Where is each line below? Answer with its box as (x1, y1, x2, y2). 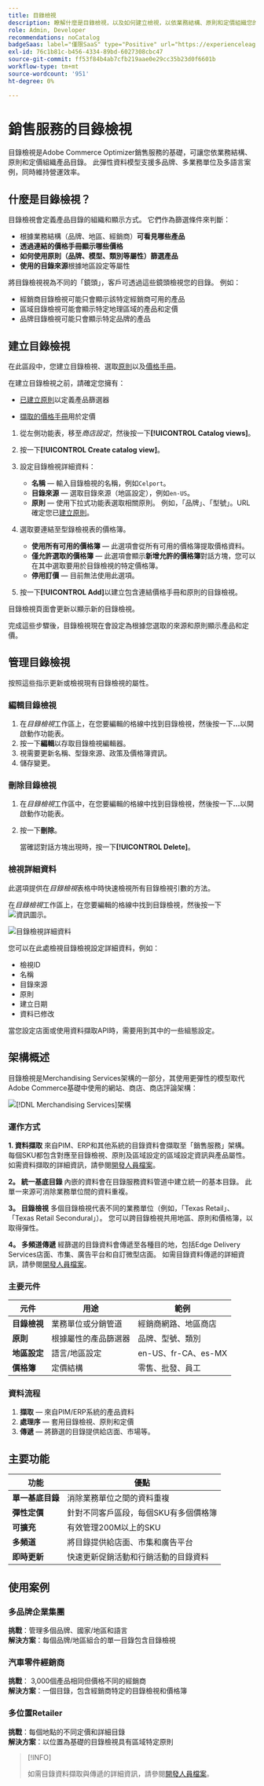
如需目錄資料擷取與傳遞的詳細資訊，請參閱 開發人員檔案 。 (27, 1769, 214, 1778)
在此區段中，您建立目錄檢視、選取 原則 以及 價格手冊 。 (8, 362, 181, 371)
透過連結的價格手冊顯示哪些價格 (19, 241, 123, 251)
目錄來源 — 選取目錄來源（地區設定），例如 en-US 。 (31, 489, 195, 498)
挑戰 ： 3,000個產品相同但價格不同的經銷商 (8, 1676, 147, 1685)
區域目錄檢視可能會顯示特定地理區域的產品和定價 (19, 304, 178, 314)
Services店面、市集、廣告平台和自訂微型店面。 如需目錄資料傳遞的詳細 (8, 1250, 238, 1259)
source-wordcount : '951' (8, 70, 90, 78)
